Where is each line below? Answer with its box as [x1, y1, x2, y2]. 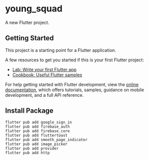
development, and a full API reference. [5, 92, 84, 98]
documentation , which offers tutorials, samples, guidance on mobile [5, 87, 144, 93]
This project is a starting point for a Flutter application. [5, 47, 116, 53]
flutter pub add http [5, 150, 50, 155]
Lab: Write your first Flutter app [12, 66, 77, 72]
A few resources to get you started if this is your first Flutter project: [5, 57, 144, 63]
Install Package [5, 107, 54, 115]
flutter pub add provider [5, 146, 59, 151]
